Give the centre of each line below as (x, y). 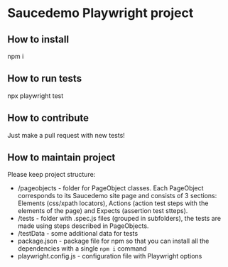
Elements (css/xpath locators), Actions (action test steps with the (113, 203)
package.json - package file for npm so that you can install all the (113, 241)
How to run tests (45, 78)
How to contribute (48, 118)
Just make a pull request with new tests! (66, 135)
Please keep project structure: (51, 175)
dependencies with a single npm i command (82, 249)
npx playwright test (36, 96)
